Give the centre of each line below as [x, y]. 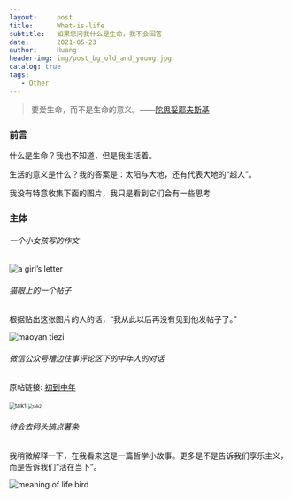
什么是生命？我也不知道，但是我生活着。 [83, 155]
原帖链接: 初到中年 [42, 387]
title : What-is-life [57, 26]
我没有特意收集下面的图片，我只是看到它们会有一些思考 [110, 193]
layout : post [41, 17]
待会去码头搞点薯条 [44, 426]
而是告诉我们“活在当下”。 [55, 466]
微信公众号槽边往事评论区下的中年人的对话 [87, 358]
